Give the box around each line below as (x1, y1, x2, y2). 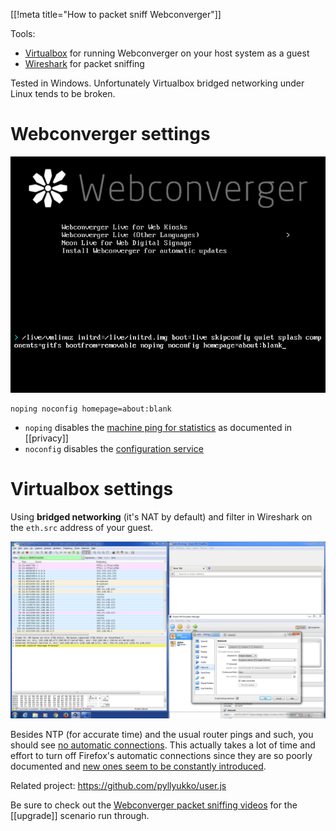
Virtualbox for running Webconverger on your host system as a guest (24, 47, 310, 59)
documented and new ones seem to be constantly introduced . (10, 760, 267, 773)
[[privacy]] (24, 432, 69, 444)
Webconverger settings (10, 123, 211, 146)
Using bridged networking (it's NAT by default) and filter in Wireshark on (10, 510, 313, 523)
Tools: (10, 28, 36, 39)
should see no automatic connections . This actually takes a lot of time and (10, 739, 316, 751)
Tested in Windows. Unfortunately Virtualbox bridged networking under (10, 77, 305, 89)
